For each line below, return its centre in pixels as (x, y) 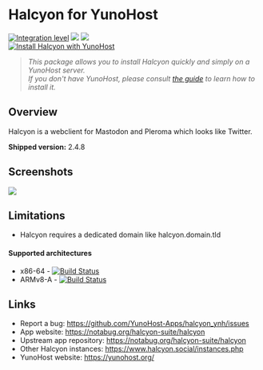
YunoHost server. (56, 70)
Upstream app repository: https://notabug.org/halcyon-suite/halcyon (133, 340)
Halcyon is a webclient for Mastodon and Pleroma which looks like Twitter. (131, 131)
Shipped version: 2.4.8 (47, 147)
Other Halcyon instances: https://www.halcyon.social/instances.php (131, 349)
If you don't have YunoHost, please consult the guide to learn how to (141, 78)
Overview (33, 112)
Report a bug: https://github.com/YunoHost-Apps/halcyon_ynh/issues (134, 324)
